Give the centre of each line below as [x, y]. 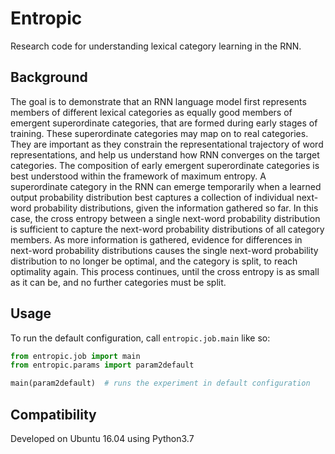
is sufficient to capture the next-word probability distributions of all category [167, 229]
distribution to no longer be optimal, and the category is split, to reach [154, 261]
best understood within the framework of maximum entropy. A [138, 176]
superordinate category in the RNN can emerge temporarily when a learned [166, 186]
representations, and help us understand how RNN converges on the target [165, 154]
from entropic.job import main [75, 356]
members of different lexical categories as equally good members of [151, 112]
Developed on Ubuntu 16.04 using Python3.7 [102, 438]
